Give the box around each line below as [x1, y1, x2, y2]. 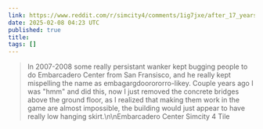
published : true [8, 26, 61, 34]
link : [8, 11, 26, 20]
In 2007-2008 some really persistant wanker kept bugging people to [27, 62, 248, 71]
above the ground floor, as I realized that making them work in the [27, 95, 240, 105]
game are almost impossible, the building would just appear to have [27, 103, 245, 113]
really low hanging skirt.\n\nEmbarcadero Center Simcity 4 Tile [27, 112, 230, 121]
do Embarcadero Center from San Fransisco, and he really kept [27, 70, 231, 80]
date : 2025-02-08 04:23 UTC [8, 19, 100, 27]
